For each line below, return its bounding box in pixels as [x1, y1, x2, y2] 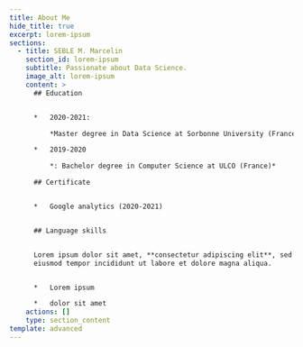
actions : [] [25, 307, 70, 316]
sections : [9, 38, 47, 48]
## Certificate [32, 178, 91, 187]
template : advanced [9, 324, 83, 333]
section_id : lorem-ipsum [25, 55, 119, 64]
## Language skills [32, 226, 106, 235]
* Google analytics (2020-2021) [32, 202, 164, 211]
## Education [32, 88, 83, 97]
